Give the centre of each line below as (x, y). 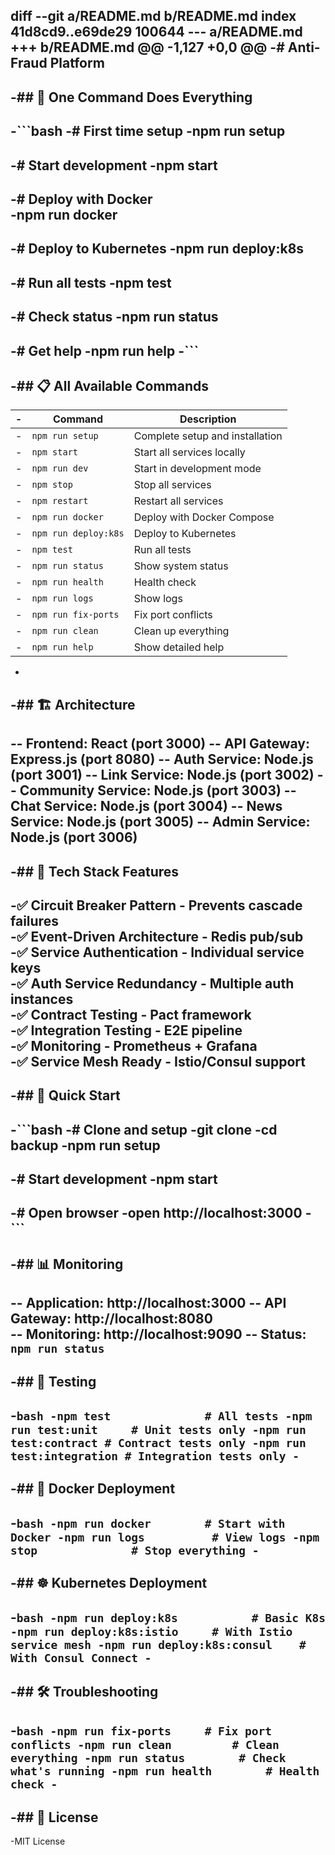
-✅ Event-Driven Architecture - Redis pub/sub (157, 936)
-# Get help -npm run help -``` (105, 350)
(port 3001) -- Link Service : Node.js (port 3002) (162, 775)
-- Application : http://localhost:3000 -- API (148, 1303)
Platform (77, 63)
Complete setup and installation (208, 436)
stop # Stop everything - (135, 1550)
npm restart (60, 501)
